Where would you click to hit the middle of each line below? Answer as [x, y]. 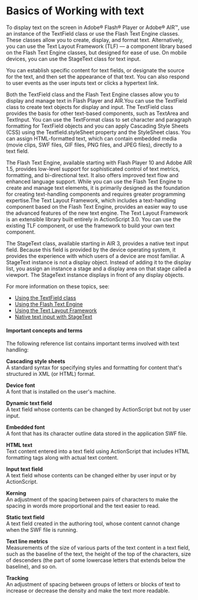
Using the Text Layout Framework [56, 310]
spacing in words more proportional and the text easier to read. [83, 506]
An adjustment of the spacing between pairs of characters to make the [92, 500]
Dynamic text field [29, 403]
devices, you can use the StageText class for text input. [73, 59]
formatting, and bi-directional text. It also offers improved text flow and [92, 175]
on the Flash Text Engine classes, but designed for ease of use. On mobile [97, 52]
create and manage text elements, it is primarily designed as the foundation [98, 187]
